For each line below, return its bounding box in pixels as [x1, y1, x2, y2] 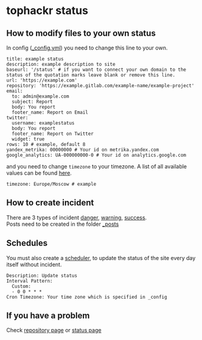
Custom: [12, 283, 32, 289]
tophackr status [6, 4, 88, 18]
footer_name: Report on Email [12, 109, 88, 115]
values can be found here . [6, 169, 72, 176]
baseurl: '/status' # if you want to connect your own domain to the [6, 67, 187, 73]
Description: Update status [6, 272, 78, 278]
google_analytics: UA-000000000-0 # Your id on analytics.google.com [6, 152, 187, 158]
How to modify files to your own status [6, 28, 156, 38]
